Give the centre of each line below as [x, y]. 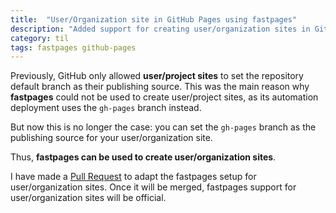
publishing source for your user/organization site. [111, 138]
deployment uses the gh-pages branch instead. [106, 108]
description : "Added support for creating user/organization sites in [160, 29]
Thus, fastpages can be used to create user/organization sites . [143, 157]
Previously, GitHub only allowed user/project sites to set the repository [157, 76]
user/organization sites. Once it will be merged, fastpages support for [153, 187]
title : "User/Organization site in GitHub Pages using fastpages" [154, 19]
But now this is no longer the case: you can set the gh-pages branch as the [163, 127]
